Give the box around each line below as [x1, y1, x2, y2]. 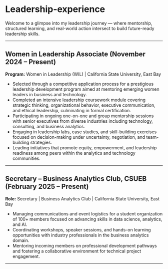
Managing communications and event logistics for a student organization [12, 210, 163, 216]
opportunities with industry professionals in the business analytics [12, 232, 149, 238]
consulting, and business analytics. [12, 123, 85, 129]
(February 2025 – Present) [5, 182, 89, 191]
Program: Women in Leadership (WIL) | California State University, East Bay [5, 71, 161, 77]
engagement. [12, 253, 40, 259]
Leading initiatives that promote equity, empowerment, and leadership [12, 144, 157, 151]
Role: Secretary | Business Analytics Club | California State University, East [5, 195, 160, 201]
